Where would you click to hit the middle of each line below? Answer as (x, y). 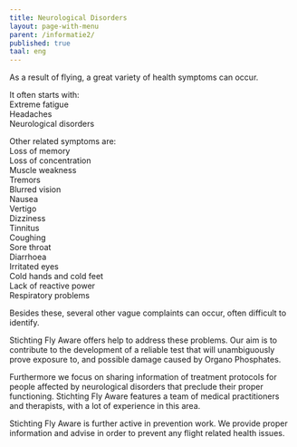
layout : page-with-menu (54, 26)
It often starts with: (44, 95)
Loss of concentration (50, 160)
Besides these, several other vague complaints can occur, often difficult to (148, 313)
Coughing (28, 238)
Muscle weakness (43, 170)
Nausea (24, 199)
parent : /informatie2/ (52, 34)
